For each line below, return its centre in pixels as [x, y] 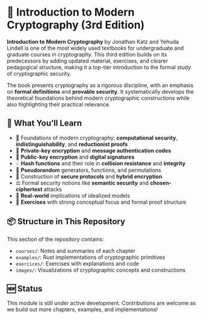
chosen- [161, 183]
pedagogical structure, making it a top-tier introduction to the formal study [99, 67]
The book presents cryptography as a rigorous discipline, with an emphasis [100, 85]
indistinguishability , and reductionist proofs [72, 144]
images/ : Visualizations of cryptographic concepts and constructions [100, 270]
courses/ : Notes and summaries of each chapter [75, 251]
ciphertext [29, 189]
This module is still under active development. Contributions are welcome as [101, 303]
